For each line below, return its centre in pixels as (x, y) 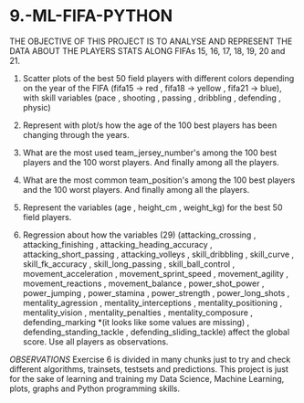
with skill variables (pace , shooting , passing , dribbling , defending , (152, 98)
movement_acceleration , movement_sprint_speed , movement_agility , (156, 273)
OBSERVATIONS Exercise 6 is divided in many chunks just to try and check (150, 359)
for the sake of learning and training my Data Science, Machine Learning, (147, 378)
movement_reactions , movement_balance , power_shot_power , (143, 283)
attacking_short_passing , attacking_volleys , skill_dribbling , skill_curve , (158, 254)
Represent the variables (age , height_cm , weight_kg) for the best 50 (152, 207)
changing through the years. (76, 134)
